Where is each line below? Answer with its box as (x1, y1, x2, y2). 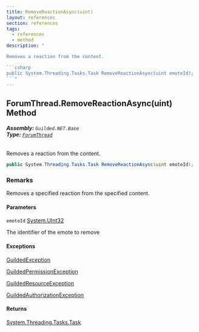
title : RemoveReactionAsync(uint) (6, 8, 94, 15)
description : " (6, 43, 45, 49)
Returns (6, 305, 27, 313)
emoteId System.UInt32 (6, 217, 64, 224)
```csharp (6, 64, 32, 70)
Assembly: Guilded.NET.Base (6, 125, 79, 132)
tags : (6, 25, 20, 32)
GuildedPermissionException (6, 268, 78, 275)
